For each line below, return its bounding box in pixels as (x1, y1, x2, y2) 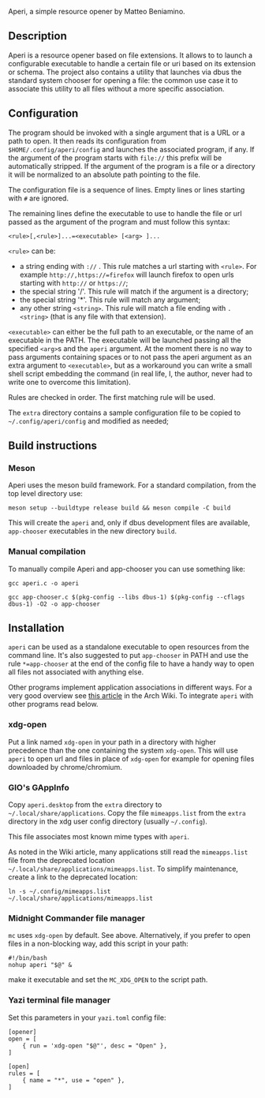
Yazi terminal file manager (8, 995, 111, 1006)
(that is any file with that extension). (50, 312, 166, 321)
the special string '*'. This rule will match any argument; (19, 295, 201, 304)
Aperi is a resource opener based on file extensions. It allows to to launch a (8, 50, 253, 60)
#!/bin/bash (8, 954, 47, 962)
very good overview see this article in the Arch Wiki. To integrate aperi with (8, 691, 254, 700)
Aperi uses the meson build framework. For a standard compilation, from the (8, 480, 256, 490)
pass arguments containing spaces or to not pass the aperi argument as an (8, 352, 252, 361)
